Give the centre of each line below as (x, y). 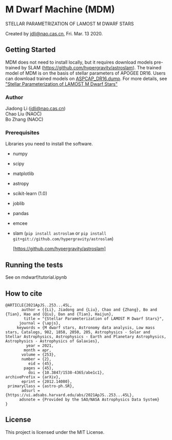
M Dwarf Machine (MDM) (60, 9)
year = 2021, (40, 346)
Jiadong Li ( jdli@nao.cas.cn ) (35, 108)
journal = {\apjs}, (40, 323)
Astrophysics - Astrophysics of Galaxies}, (53, 341)
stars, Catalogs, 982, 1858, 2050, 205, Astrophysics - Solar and (78, 332)
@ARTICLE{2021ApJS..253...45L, (39, 305)
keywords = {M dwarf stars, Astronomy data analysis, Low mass (86, 328)
